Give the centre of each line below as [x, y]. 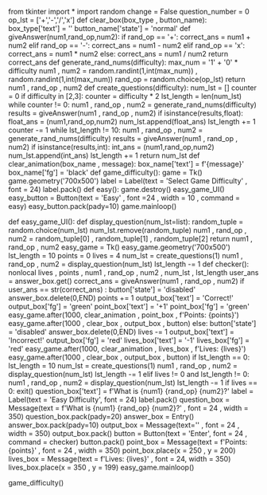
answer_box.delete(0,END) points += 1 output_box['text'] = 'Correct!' [121, 298]
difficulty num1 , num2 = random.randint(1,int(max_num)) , [103, 71]
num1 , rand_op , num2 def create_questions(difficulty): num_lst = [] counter [132, 88]
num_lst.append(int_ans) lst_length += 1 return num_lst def [104, 155]
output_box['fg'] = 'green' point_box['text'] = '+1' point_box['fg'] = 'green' [129, 306]
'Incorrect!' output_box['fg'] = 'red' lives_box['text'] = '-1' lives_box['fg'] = [129, 340]
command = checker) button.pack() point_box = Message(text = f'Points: [128, 442]
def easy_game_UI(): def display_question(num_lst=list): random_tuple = [126, 222]
